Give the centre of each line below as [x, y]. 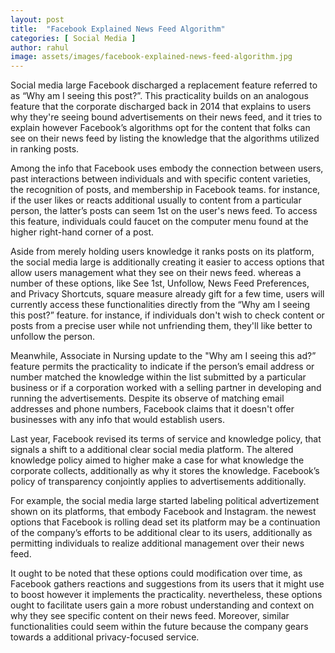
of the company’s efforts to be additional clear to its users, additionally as [161, 533]
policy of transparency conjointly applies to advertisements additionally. [158, 482]
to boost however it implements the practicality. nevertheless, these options [166, 595]
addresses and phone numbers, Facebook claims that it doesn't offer [152, 409]
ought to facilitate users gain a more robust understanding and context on [162, 605]
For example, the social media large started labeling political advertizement [165, 501]
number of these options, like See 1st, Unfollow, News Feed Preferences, [160, 283]
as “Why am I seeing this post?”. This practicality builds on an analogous [159, 96]
